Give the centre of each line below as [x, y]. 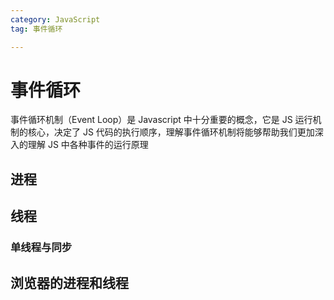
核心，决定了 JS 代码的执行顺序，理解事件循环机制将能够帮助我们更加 [171, 132]
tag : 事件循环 [36, 29]
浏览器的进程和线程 [69, 282]
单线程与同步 [41, 248]
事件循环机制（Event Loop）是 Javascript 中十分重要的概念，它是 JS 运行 [161, 120]
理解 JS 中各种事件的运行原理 [88, 145]
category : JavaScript [55, 19]
